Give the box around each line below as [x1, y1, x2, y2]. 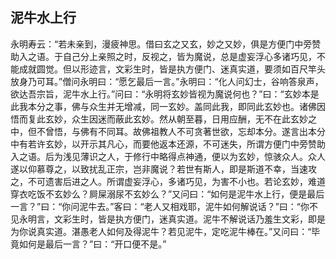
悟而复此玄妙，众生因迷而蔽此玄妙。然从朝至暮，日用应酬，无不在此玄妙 [10, 113, 308, 125]
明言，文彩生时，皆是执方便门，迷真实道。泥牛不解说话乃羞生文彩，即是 [27, 213, 326, 225]
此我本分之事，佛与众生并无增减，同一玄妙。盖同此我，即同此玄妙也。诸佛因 [10, 100, 326, 112]
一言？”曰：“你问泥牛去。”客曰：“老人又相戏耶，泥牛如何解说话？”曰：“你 [10, 200, 310, 212]
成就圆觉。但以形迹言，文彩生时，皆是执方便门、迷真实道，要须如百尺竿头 [18, 63, 326, 75]
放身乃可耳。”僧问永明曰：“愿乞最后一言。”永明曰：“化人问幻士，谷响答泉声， [10, 75, 324, 87]
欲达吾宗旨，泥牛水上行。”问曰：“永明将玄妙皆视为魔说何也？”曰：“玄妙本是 [10, 88, 320, 100]
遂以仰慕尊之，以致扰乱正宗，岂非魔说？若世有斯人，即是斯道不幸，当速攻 [10, 163, 317, 175]
